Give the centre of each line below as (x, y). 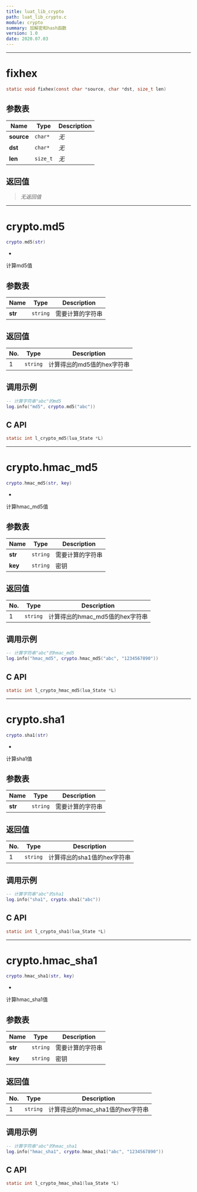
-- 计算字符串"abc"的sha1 (35, 894)
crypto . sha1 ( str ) (27, 735)
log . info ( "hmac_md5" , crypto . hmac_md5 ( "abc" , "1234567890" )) (82, 659)
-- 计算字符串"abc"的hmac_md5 (40, 653)
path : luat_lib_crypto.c (36, 17)
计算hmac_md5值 (27, 506)
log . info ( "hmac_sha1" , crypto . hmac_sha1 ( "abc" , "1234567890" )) (85, 1151)
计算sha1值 (19, 759)
